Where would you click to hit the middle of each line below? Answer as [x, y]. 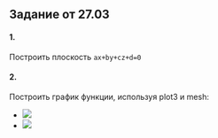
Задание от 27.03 [59, 15]
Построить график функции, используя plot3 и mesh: [109, 96]
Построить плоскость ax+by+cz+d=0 [75, 57]
